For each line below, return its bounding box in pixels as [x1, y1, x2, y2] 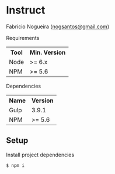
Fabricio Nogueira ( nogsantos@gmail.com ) [6, 23, 110, 30]
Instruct [6, 4, 46, 17]
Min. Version [29, 48, 66, 56]
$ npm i [6, 162, 25, 168]
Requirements [6, 34, 40, 41]
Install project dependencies [6, 151, 75, 158]
